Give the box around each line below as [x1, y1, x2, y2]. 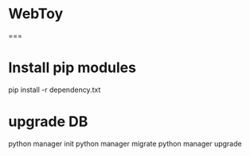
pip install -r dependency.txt [8, 85, 101, 94]
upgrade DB [8, 112, 88, 131]
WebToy [8, 5, 64, 23]
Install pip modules [8, 59, 137, 77]
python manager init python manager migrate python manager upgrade [8, 139, 242, 148]
